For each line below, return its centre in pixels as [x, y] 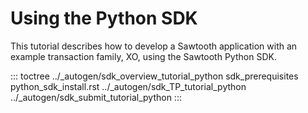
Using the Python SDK [104, 18]
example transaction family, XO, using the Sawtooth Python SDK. [143, 56]
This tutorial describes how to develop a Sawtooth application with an [154, 46]
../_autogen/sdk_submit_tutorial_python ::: [96, 97]
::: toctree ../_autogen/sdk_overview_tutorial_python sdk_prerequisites [154, 76]
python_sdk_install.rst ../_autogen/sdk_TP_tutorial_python [128, 86]
